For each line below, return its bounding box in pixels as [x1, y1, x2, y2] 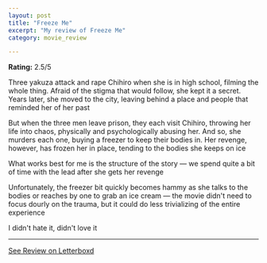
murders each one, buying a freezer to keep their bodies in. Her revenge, [8, 135, 248, 145]
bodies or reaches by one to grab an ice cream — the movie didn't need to [8, 191, 252, 200]
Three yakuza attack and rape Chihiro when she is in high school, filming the [8, 78, 259, 87]
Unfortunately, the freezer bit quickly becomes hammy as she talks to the [8, 183, 249, 192]
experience [8, 208, 45, 218]
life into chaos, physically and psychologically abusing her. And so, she [8, 127, 242, 136]
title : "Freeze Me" [8, 19, 73, 27]
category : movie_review [8, 33, 87, 42]
